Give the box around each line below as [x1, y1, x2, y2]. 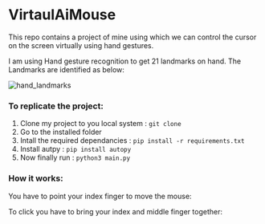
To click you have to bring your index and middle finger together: [8, 206, 223, 216]
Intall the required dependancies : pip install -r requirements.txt [19, 136, 245, 145]
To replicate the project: [8, 100, 104, 112]
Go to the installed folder [19, 127, 102, 137]
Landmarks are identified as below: [8, 64, 124, 74]
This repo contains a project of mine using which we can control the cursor [8, 32, 257, 42]
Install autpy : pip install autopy [19, 145, 132, 154]
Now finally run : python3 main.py [19, 153, 131, 162]
